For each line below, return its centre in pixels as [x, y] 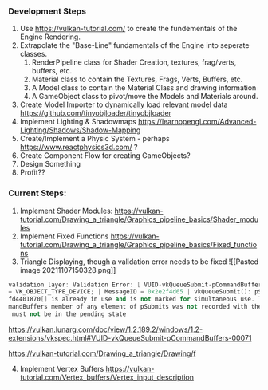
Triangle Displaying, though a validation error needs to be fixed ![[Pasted [139, 262]
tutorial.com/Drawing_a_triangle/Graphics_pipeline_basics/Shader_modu [139, 219]
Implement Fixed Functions [64, 236]
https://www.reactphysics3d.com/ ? [79, 147]
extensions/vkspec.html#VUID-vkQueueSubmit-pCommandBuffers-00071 [130, 337]
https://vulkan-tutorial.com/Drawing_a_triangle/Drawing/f [102, 353]
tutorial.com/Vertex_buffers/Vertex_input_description [106, 377]
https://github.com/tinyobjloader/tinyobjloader [95, 113]
